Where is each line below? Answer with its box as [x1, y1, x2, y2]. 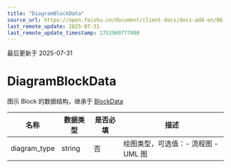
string [61, 144, 80, 154]
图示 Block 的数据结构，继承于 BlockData [7, 97, 124, 105]
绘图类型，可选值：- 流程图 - [123, 139, 219, 149]
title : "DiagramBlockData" [7, 10, 85, 17]
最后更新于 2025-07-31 [7, 49, 73, 57]
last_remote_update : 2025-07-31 [7, 23, 100, 30]
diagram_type [10, 144, 55, 154]
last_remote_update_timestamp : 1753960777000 [7, 29, 140, 36]
